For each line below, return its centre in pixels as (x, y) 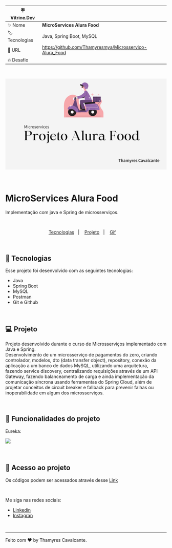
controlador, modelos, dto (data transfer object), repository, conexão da (81, 360)
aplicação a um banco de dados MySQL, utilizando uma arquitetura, (77, 366)
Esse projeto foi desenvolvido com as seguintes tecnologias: (69, 271)
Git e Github (25, 302)
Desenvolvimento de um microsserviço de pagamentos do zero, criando (81, 355)
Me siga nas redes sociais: (33, 500)
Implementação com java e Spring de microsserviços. (62, 213)
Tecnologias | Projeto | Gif (82, 232)
